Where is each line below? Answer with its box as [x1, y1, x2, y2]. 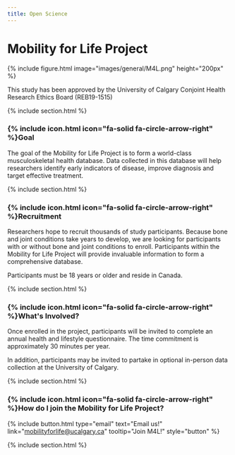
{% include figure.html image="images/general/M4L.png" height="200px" [7, 64, 224, 73]
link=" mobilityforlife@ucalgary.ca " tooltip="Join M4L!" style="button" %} [7, 427, 220, 435]
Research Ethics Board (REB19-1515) [7, 92, 113, 101]
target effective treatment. [7, 171, 83, 180]
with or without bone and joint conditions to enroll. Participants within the [7, 243, 220, 251]
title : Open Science [7, 10, 68, 18]
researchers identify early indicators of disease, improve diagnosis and [7, 164, 214, 172]
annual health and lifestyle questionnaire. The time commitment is [7, 334, 199, 343]
